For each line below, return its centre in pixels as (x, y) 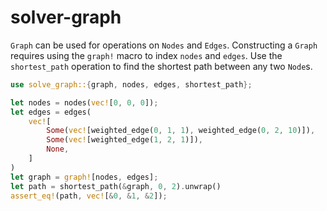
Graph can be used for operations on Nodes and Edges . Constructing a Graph (164, 45)
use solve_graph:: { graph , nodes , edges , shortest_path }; (131, 84)
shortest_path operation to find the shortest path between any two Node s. (161, 66)
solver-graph (66, 17)
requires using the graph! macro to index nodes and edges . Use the (146, 55)
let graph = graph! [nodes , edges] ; (84, 177)
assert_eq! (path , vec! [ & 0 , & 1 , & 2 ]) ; (89, 196)
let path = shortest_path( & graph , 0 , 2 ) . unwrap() (116, 186)
